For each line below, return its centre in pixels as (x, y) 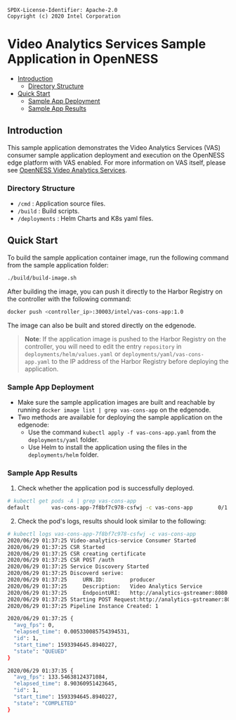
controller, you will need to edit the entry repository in (103, 346)
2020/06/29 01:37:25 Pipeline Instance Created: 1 (83, 606)
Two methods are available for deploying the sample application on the (120, 417)
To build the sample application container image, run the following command (118, 258)
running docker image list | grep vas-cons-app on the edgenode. (114, 410)
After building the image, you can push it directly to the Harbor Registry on (115, 291)
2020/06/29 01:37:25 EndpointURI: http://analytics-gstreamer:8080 (118, 593)
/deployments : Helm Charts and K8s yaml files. (85, 219)
